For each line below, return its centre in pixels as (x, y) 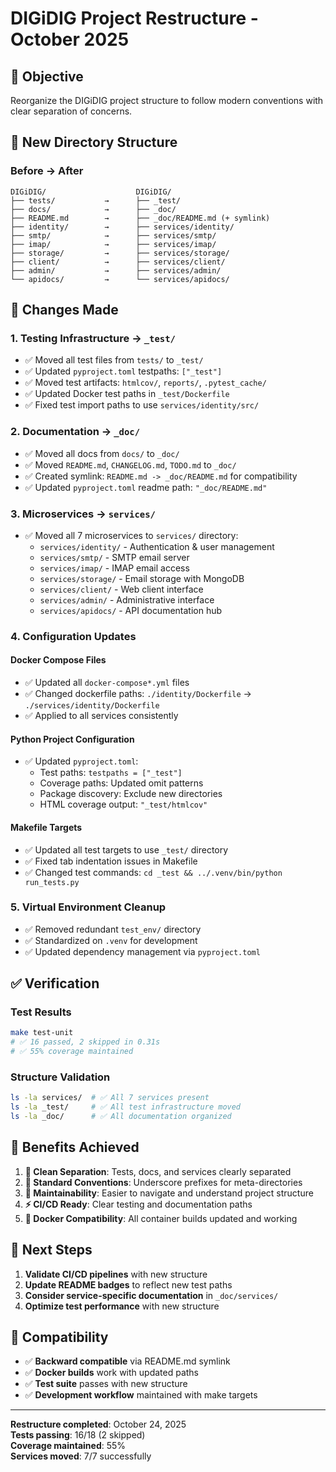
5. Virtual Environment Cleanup (88, 907)
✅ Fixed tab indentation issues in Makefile (111, 861)
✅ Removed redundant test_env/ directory (113, 929)
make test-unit (42, 1033)
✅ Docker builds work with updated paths (112, 1373)
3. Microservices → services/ (83, 514)
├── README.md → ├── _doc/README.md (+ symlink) (140, 218)
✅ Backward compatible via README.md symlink (127, 1361)
